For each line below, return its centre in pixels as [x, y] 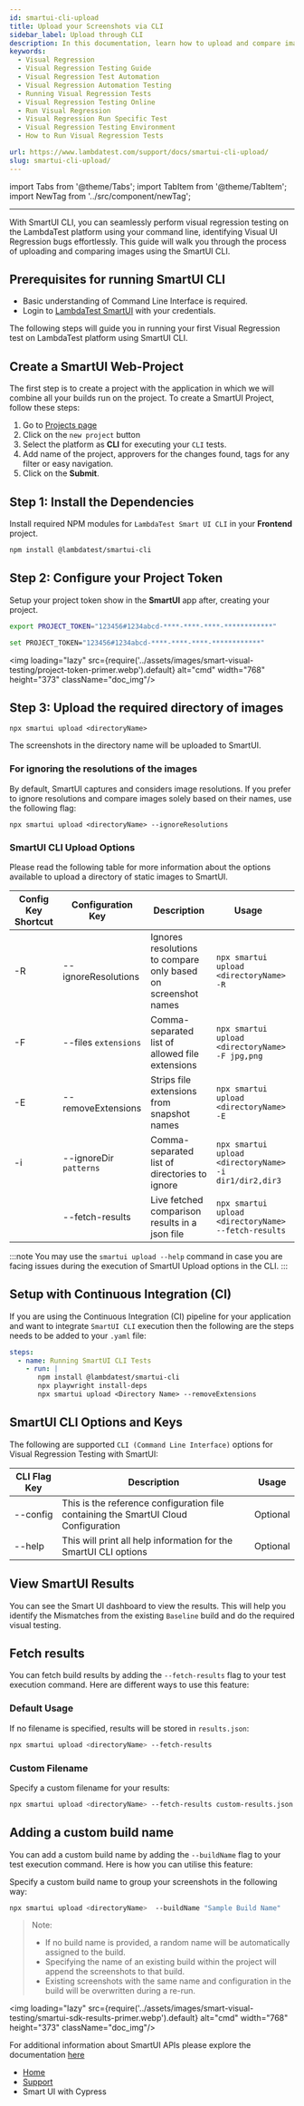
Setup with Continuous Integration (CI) [121, 1294]
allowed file [175, 1053]
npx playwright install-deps [92, 1386]
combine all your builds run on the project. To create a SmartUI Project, [142, 398]
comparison [176, 1211]
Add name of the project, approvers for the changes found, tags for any [156, 454]
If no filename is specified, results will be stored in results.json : [129, 1728]
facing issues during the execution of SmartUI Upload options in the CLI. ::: [149, 1266]
